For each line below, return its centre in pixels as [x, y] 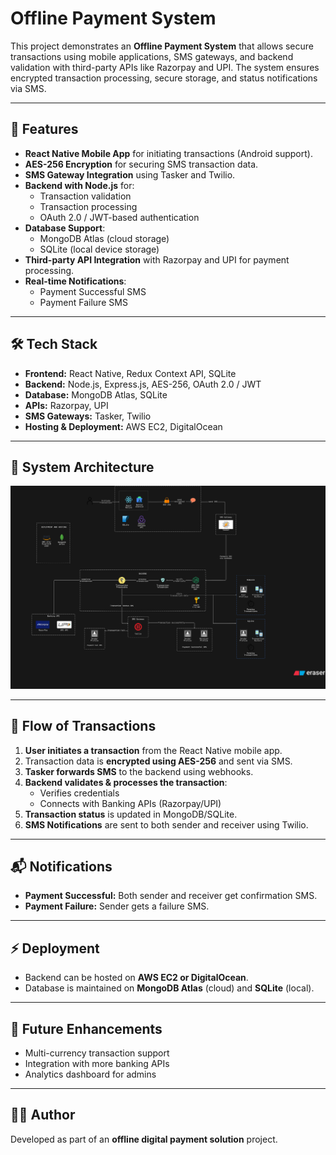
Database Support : [65, 228]
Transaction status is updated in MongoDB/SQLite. [131, 814]
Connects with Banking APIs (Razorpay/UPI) [130, 803]
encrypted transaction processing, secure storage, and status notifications [164, 78]
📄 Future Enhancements [86, 1028]
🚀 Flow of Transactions [83, 726]
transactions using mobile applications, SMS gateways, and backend [152, 56]
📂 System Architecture [82, 467]
